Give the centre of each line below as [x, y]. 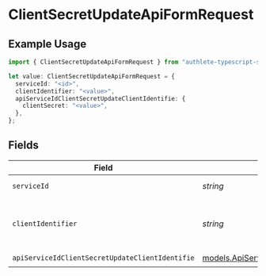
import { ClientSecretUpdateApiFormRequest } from [93, 62]
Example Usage [47, 44]
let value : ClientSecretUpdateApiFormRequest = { [92, 76]
